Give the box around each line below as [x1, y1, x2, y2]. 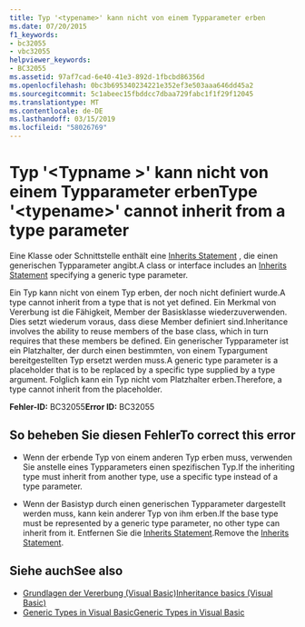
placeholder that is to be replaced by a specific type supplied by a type [9, 364, 276, 375]
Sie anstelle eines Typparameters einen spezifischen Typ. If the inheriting [22, 461, 295, 473]
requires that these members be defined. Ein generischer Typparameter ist [9, 335, 289, 346]
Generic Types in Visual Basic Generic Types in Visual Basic [22, 606, 245, 618]
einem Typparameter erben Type [9, 182, 258, 203]
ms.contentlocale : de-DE [9, 106, 103, 115]
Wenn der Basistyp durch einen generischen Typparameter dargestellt [22, 498, 286, 509]
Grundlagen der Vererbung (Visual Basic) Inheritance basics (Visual [22, 587, 273, 598]
